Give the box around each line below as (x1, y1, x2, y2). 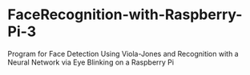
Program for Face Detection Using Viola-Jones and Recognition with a (7, 49, 239, 58)
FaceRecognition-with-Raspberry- (7, 6, 243, 24)
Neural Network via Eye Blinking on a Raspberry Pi (7, 57, 174, 67)
